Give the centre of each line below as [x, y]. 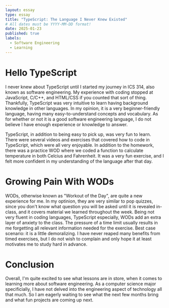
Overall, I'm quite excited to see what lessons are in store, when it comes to [84, 279]
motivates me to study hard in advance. [46, 244]
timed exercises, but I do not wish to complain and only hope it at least [78, 239]
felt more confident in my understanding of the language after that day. [79, 161]
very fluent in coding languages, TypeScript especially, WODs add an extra [83, 217]
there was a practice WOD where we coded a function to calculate [74, 150]
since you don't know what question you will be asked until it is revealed [80, 206]
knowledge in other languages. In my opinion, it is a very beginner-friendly [82, 108]
